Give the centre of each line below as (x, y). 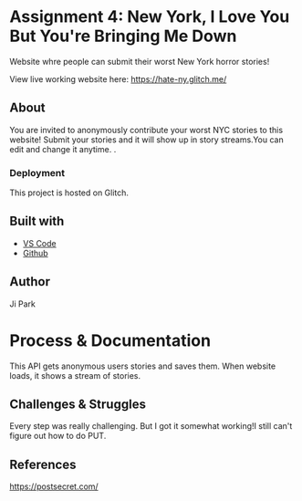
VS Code (39, 243)
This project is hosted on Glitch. (69, 193)
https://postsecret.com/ (54, 486)
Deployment (37, 172)
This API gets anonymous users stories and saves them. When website (143, 366)
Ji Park (23, 304)
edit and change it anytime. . (63, 149)
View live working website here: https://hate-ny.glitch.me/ (118, 78)
